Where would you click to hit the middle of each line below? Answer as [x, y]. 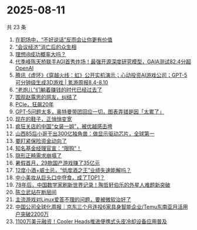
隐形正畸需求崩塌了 [38, 155]
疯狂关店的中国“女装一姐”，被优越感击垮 [64, 126]
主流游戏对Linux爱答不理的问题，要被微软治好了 [73, 199]
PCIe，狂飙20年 [35, 104]
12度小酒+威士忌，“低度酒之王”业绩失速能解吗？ [73, 170]
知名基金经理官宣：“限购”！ [48, 148]
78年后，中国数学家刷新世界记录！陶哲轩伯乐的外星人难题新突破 [93, 184]
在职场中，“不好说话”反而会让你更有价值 [64, 39]
